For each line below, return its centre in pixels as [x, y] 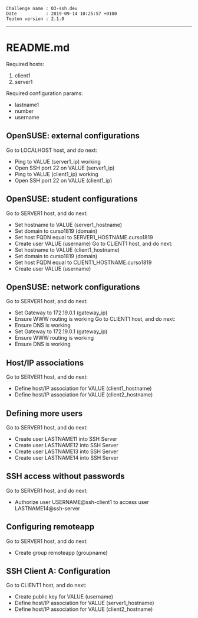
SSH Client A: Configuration [58, 571]
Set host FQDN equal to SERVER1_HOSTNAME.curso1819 [84, 237]
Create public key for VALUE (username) [64, 597]
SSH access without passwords [65, 476]
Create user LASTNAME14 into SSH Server [67, 458]
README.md [38, 48]
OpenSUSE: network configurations [73, 287]
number [24, 111]
